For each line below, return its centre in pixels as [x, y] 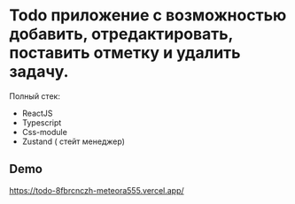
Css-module [45, 132]
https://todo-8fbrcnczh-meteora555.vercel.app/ [97, 190]
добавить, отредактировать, [121, 34]
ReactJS [37, 113]
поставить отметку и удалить [125, 53]
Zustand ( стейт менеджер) [74, 141]
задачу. [39, 72]
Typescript [42, 122]
